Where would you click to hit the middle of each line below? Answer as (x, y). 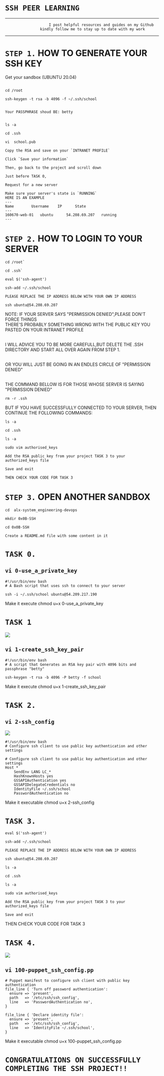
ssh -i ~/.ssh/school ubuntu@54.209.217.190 (51, 594)
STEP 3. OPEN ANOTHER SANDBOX (78, 497)
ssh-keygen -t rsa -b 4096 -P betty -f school (53, 677)
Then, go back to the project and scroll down (53, 168)
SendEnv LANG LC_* (32, 772)
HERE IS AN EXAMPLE (25, 198)
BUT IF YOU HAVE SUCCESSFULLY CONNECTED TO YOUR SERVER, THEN (81, 408)
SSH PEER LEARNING (42, 8)
